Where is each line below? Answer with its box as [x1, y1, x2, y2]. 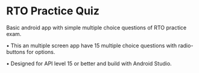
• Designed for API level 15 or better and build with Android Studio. [6, 60, 172, 67]
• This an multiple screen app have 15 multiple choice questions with [6, 42, 177, 49]
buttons [6, 48, 25, 55]
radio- [177, 42, 194, 49]
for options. [26, 48, 55, 55]
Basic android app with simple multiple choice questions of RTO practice [6, 24, 187, 31]
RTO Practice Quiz [6, 4, 99, 18]
